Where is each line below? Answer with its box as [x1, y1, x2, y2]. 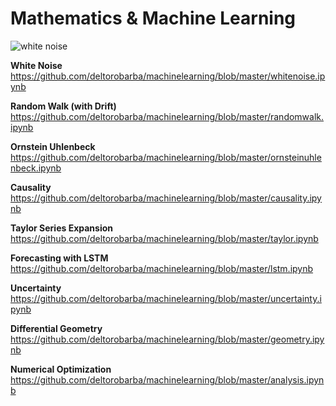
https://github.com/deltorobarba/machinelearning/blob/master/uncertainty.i [10, 292, 322, 304]
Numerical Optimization [10, 363, 112, 375]
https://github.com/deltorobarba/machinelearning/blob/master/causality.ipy [10, 192, 322, 204]
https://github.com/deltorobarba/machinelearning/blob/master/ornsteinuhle [10, 151, 322, 163]
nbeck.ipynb [10, 162, 62, 174]
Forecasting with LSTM [10, 252, 109, 264]
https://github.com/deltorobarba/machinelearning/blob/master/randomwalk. [10, 110, 325, 122]
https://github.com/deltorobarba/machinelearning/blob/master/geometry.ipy [10, 333, 325, 345]
